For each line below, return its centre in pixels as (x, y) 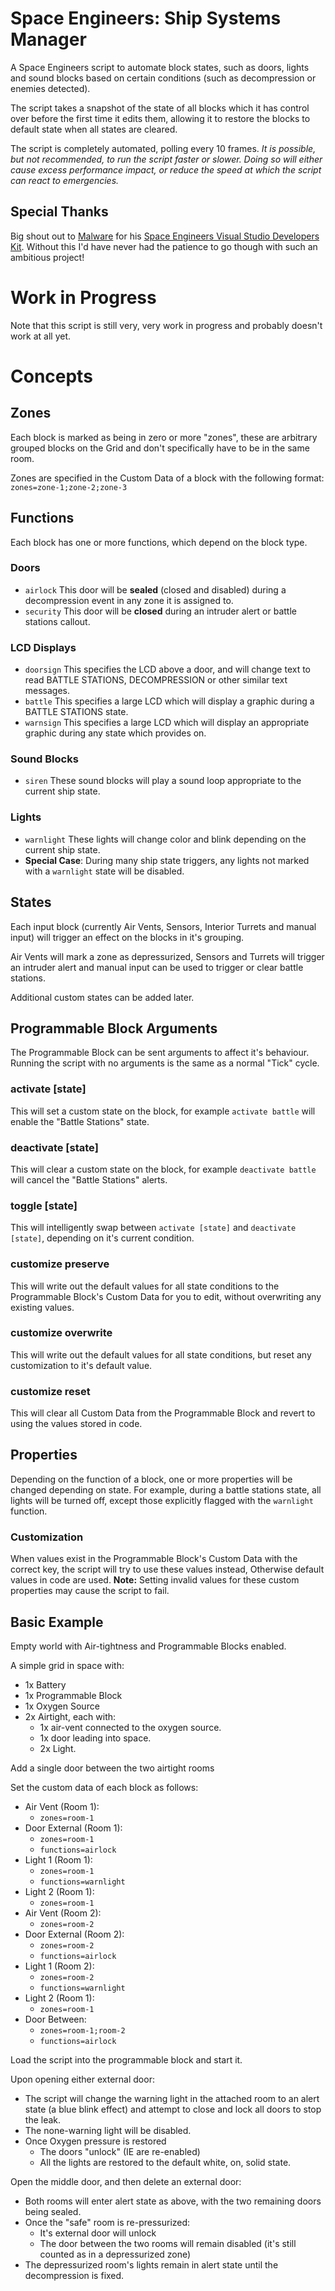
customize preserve (60, 1264)
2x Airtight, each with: (70, 1717)
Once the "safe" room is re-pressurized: (107, 2223)
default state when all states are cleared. (94, 129)
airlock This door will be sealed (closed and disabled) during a (155, 589)
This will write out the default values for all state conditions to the (145, 1286)
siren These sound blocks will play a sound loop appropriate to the (163, 781)
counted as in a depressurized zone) (115, 2254)
